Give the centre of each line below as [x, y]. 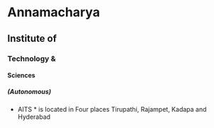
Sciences [21, 76]
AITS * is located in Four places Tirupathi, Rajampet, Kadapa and [112, 110]
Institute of [32, 39]
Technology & [32, 59]
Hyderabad [34, 117]
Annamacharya [54, 12]
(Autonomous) [29, 91]
